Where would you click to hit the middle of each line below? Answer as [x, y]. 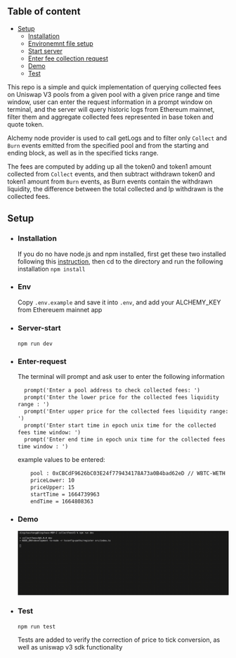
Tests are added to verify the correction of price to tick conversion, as [119, 640]
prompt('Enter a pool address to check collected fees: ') [112, 391]
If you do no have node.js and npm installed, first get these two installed [122, 254]
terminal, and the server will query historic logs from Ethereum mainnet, [111, 109]
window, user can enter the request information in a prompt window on [110, 102]
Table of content [44, 12]
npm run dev [35, 344]
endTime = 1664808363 [62, 502]
